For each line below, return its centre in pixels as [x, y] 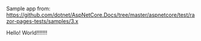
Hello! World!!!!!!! [27, 33]
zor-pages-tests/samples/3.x [42, 21]
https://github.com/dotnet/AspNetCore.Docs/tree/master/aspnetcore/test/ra [100, 15]
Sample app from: [29, 9]
